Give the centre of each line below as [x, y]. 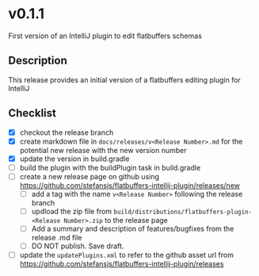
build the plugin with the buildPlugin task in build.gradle [110, 167]
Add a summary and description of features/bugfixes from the [133, 228]
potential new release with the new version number [103, 150]
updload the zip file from [72, 211]
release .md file [57, 238]
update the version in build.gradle [74, 159]
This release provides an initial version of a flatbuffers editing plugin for [125, 79]
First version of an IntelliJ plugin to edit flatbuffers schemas [105, 36]
